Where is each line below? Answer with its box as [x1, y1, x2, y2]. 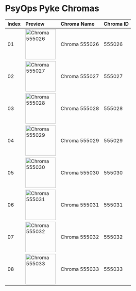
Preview [25, 20, 45, 27]
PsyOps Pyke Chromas [5, 3, 100, 14]
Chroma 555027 [60, 73, 100, 80]
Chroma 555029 [60, 137, 100, 144]
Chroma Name [60, 20, 95, 27]
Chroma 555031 [60, 201, 100, 208]
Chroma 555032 [60, 233, 100, 240]
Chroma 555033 [60, 265, 100, 272]
